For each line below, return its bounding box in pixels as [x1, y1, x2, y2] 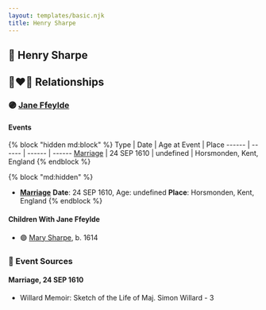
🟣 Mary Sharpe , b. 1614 [19, 232, 98, 242]
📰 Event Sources [8, 255, 73, 266]
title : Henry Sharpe [8, 19, 77, 27]
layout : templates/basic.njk [8, 11, 105, 20]
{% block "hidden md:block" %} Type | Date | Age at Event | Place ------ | [8, 140, 250, 149]
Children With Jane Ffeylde [8, 215, 101, 223]
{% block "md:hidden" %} [8, 172, 94, 182]
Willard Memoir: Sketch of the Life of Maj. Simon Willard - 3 [19, 293, 214, 302]
